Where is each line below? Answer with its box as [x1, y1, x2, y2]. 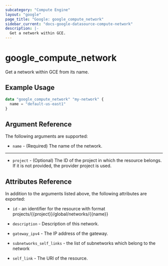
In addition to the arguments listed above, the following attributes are [5, 191, 147, 196]
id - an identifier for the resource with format [12, 206, 105, 211]
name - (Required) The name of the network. [12, 143, 102, 149]
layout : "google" [5, 12, 41, 17]
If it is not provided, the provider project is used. [12, 163, 111, 169]
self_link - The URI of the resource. [12, 255, 88, 261]
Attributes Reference [5, 177, 72, 186]
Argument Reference [5, 120, 72, 128]
